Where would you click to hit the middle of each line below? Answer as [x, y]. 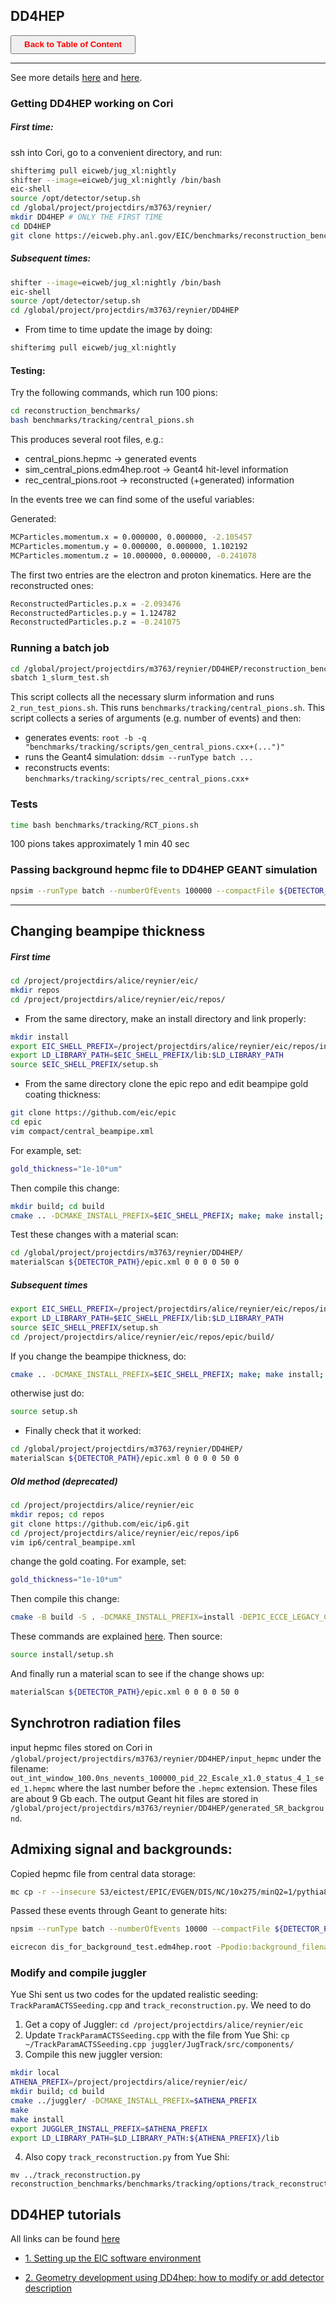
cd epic [26, 1122]
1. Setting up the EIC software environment [113, 2258]
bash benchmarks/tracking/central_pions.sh [102, 420]
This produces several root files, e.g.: [87, 439]
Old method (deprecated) [64, 1481]
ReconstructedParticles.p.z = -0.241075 [96, 622]
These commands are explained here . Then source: [116, 1636]
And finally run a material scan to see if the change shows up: [137, 1674]
